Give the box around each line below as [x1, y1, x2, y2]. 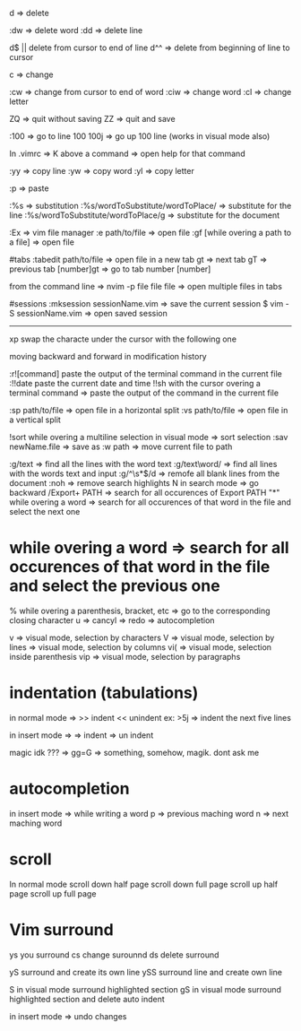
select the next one [9, 507, 81, 516]
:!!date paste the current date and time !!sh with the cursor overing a [9, 378, 262, 388]
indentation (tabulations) [9, 683, 199, 703]
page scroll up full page [9, 888, 97, 899]
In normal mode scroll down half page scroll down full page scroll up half [9, 879, 279, 889]
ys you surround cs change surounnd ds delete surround [9, 949, 219, 960]
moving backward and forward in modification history [9, 351, 208, 361]
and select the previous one [9, 576, 221, 596]
